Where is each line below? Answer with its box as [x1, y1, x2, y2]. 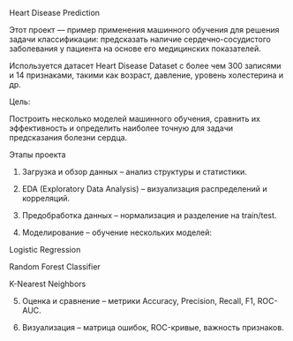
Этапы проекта [9, 149, 66, 160]
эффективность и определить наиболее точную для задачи [9, 123, 234, 133]
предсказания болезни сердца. [9, 133, 128, 142]
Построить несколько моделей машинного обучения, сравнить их [9, 114, 260, 124]
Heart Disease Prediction [9, 8, 100, 18]
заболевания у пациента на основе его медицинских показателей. [9, 43, 262, 54]
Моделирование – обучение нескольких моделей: [21, 227, 213, 238]
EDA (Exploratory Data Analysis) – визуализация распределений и [21, 184, 267, 193]
